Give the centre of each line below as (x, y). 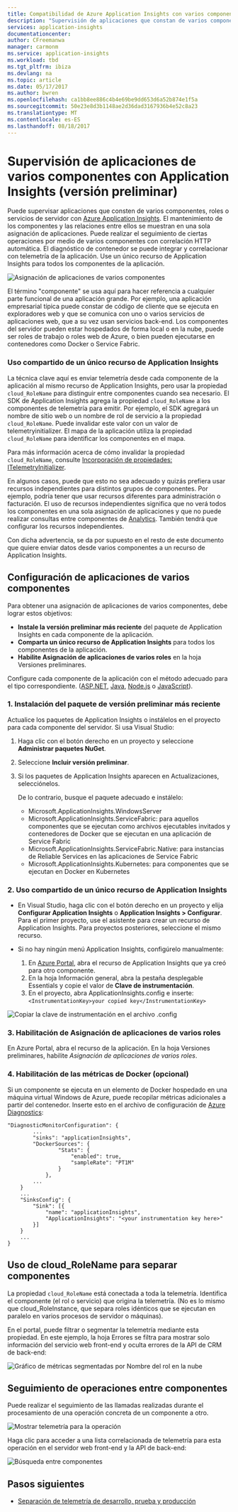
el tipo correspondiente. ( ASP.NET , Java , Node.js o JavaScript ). (100, 686)
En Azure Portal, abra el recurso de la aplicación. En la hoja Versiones (109, 1048)
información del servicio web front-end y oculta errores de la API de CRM (114, 1344)
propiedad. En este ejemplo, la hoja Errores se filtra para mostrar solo (109, 1337)
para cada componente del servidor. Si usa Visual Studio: (91, 727)
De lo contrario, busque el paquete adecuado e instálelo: (100, 797)
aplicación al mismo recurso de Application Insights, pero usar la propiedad (117, 385)
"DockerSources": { (62, 1144)
